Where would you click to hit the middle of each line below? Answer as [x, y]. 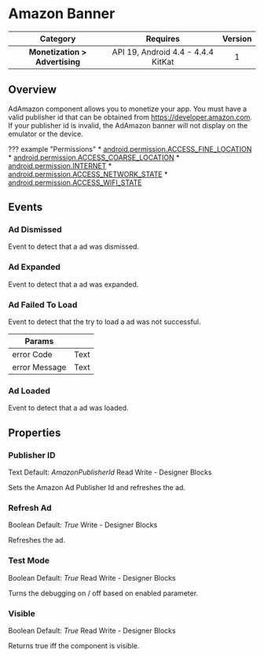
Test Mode [29, 561]
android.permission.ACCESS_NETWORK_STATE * [88, 174]
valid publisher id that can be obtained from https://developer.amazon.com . [130, 117]
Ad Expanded [34, 267]
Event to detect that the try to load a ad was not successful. [105, 322]
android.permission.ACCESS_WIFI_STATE [75, 183]
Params [39, 341]
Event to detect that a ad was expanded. [73, 284]
